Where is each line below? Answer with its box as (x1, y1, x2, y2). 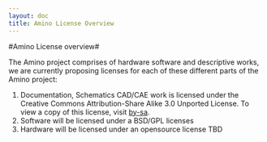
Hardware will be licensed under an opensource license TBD (19, 124, 223, 134)
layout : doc (8, 11, 49, 20)
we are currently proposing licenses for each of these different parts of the (8, 65, 259, 75)
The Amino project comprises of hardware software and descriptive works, (8, 57, 260, 67)
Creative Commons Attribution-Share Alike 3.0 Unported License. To (19, 98, 250, 108)
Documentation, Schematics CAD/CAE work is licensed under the (19, 90, 239, 99)
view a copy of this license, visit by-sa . (19, 106, 150, 117)
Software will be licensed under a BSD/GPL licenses (19, 115, 195, 125)
